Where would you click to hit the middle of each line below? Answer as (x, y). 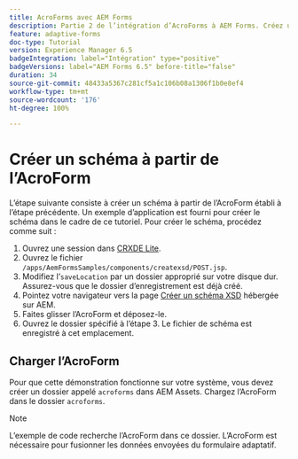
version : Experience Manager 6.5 (71, 51)
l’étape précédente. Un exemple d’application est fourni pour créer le (135, 213)
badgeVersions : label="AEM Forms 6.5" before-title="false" (123, 67)
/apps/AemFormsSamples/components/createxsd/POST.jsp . (125, 268)
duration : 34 (33, 75)
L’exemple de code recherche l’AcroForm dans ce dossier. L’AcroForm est (143, 436)
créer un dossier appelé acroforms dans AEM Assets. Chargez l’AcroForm (143, 392)
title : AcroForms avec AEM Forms (71, 17)
